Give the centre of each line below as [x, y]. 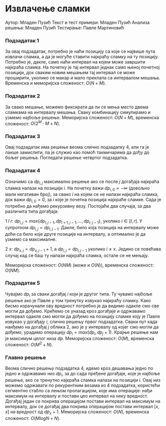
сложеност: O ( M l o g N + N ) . [33, 418]
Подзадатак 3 [23, 136]
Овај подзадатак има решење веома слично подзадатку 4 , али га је [77, 147]
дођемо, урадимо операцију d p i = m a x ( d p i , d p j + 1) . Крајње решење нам [82, 333]
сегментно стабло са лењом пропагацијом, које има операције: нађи [79, 391]
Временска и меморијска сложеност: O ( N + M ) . [56, 83]
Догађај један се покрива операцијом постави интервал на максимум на [83, 401]
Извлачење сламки [48, 9]
